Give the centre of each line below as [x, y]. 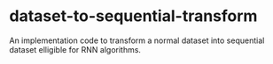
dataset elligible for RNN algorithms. [75, 49]
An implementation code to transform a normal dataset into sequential [137, 40]
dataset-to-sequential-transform [133, 16]
